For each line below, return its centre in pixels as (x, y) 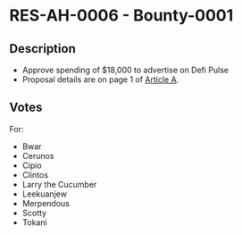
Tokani (34, 222)
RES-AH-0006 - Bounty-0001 (121, 16)
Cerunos (38, 155)
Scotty (34, 213)
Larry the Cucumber (59, 184)
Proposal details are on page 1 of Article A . (100, 80)
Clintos (35, 174)
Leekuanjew (44, 194)
